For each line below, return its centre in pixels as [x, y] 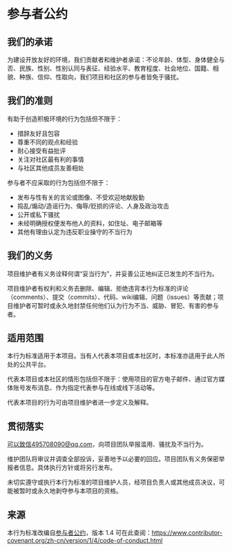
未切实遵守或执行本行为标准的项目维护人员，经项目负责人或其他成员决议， [113, 482]
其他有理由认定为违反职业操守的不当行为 [75, 231]
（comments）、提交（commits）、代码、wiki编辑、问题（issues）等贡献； [113, 297]
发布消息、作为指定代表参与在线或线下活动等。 [92, 388]
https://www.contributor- [187, 533]
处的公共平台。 [28, 365]
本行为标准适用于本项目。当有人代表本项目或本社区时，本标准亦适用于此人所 [116, 356]
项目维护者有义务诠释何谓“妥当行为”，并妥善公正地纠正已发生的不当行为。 [113, 273]
